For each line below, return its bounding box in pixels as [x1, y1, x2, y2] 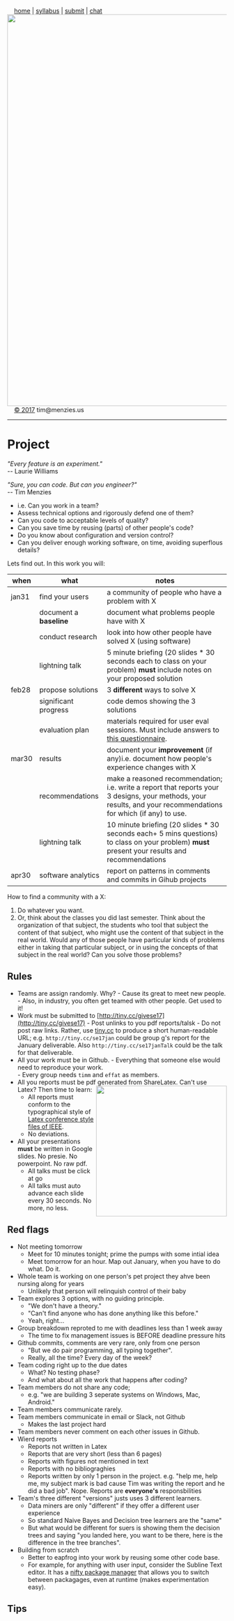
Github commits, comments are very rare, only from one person [17, 1338, 201, 1347]
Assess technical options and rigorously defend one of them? [17, 508, 194, 517]
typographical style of [27, 1107, 91, 1115]
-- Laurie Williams [7, 467, 58, 475]
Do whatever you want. [17, 906, 84, 914]
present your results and [107, 846, 187, 856]
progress [39, 705, 69, 714]
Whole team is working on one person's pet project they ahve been [17, 1271, 210, 1281]
